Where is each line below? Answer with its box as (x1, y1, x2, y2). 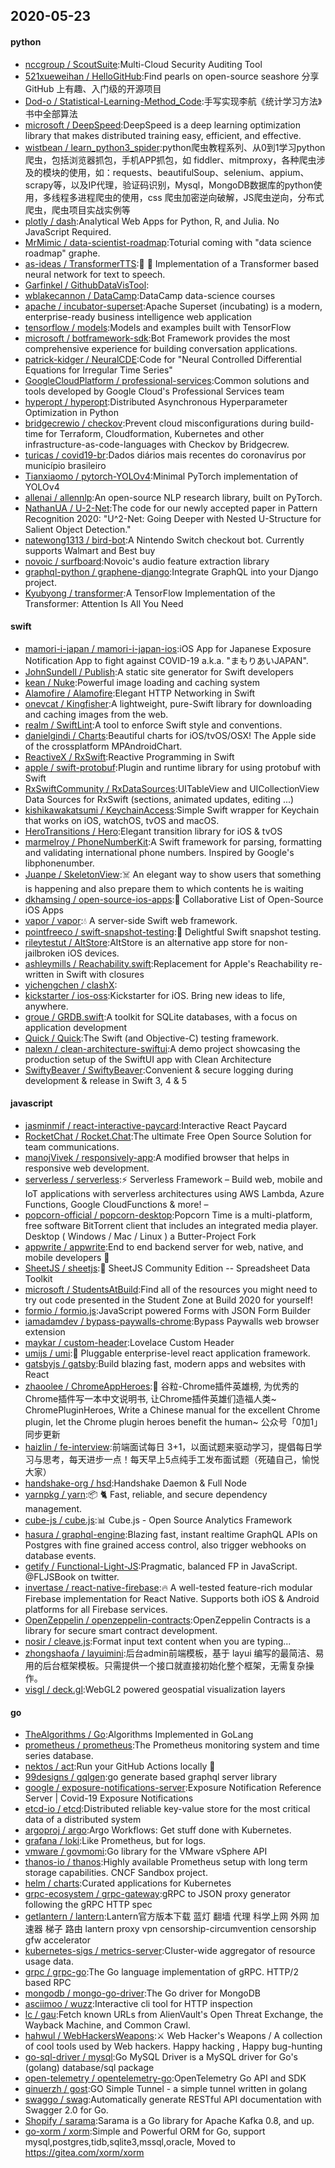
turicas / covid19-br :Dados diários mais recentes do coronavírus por (24, 449, 307, 461)
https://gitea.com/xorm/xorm (24, 2147, 145, 2159)
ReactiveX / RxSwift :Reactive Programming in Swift (24, 750, 235, 763)
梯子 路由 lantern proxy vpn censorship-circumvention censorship (44, 1923, 317, 1935)
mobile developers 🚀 (24, 1252, 110, 1263)
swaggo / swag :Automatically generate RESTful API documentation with (24, 2094, 322, 2106)
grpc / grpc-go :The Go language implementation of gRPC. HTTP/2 (24, 1966, 299, 1978)
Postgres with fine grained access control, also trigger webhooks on (24, 1539, 307, 1551)
